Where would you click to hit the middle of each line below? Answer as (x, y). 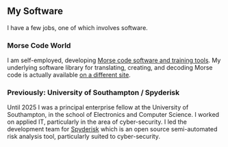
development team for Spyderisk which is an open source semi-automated (112, 129)
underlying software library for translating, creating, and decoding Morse (110, 68)
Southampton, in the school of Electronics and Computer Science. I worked (113, 115)
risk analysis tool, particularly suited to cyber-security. (84, 137)
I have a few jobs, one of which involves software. (78, 27)
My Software (35, 11)
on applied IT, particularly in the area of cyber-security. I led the (97, 122)
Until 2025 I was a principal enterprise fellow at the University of (98, 107)
